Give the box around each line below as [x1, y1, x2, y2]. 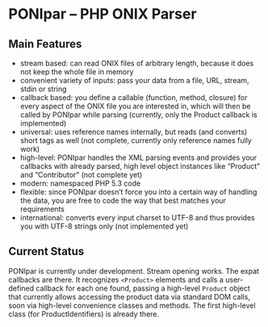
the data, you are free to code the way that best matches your [19, 195, 226, 205]
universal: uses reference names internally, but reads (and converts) [19, 127, 248, 136]
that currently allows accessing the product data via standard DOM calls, [8, 291, 250, 301]
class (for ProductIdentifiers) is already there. [8, 308, 160, 319]
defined [8, 283, 35, 293]
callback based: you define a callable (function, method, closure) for [19, 93, 248, 102]
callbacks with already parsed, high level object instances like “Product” [19, 161, 261, 170]
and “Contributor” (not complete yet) [19, 170, 143, 179]
